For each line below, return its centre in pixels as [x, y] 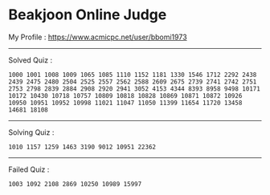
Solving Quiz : [31, 132]
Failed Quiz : [29, 169]
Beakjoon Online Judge [88, 15]
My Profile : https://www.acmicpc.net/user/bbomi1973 [98, 37]
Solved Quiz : [31, 60]
